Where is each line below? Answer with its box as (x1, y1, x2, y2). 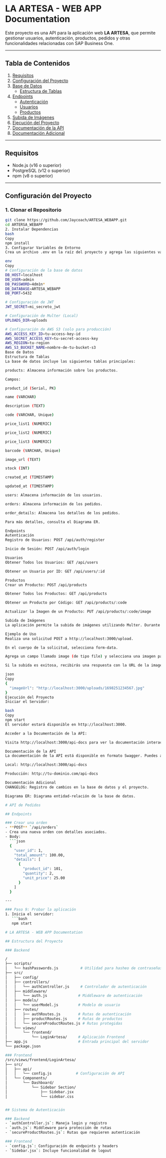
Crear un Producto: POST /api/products (5, 582, 87, 587)
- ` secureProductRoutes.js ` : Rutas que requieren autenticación (5, 1130, 140, 1135)
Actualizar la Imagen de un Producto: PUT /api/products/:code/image (5, 609, 152, 614)
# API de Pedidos (5, 802, 41, 808)
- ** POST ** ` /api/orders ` (5, 825, 58, 830)
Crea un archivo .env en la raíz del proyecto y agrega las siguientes (5, 250, 156, 255)
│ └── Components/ (5, 1075, 48, 1081)
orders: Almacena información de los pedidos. (5, 501, 103, 506)
